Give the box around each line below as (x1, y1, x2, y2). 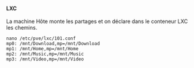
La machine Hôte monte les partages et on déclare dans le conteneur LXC (6, 18, 188, 25)
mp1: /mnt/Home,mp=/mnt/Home (6, 46, 79, 52)
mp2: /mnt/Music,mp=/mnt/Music (6, 51, 84, 57)
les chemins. (6, 24, 38, 31)
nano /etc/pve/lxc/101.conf (6, 35, 76, 41)
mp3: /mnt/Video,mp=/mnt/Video (6, 56, 84, 62)
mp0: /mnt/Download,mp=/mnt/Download (6, 41, 100, 47)
